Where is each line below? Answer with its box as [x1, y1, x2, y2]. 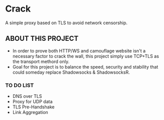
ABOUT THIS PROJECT [5, 34, 79, 43]
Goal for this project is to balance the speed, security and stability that [12, 64, 158, 70]
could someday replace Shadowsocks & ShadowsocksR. [12, 69, 130, 75]
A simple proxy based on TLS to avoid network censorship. [5, 20, 128, 26]
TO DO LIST [5, 82, 34, 89]
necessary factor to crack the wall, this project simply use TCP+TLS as [12, 53, 159, 59]
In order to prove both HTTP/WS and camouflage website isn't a [12, 47, 146, 53]
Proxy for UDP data [12, 99, 53, 105]
